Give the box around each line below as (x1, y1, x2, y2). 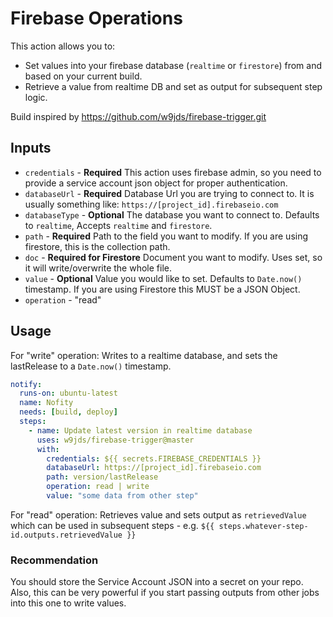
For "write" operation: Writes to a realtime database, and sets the (10, 349, 278, 361)
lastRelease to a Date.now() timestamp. (10, 360, 172, 372)
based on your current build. (24, 70, 143, 82)
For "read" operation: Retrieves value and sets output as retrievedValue (10, 508, 307, 521)
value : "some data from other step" (46, 491, 199, 501)
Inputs (10, 140, 52, 157)
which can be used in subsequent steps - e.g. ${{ (10, 519, 215, 531)
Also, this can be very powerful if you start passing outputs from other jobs (10, 587, 320, 599)
